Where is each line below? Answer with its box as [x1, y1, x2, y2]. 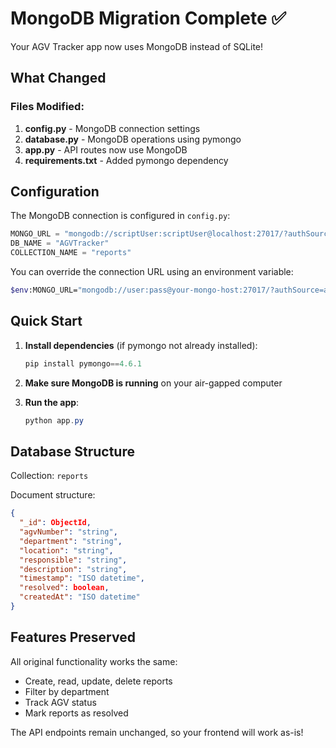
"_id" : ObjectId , [19, 518, 92, 528]
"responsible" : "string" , [19, 555, 128, 565]
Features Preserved [10, 629, 136, 646]
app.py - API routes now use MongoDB [24, 143, 188, 156]
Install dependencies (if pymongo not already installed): [24, 339, 258, 351]
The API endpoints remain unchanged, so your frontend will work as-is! [10, 726, 304, 738]
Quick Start [10, 313, 83, 330]
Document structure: [10, 489, 96, 501]
